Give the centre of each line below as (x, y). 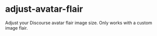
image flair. (17, 28)
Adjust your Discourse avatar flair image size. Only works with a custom (79, 23)
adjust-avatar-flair (44, 9)
